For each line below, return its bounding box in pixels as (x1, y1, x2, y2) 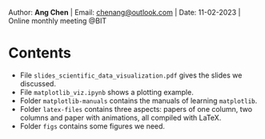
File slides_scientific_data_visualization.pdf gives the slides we (19, 70, 243, 80)
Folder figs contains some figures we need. (19, 121, 166, 131)
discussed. (19, 78, 56, 88)
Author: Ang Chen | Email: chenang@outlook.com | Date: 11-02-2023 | (8, 8, 241, 17)
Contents (8, 44, 72, 62)
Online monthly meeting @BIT (8, 16, 107, 26)
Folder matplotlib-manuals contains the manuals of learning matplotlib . (19, 96, 258, 105)
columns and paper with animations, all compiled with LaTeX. (19, 113, 222, 122)
